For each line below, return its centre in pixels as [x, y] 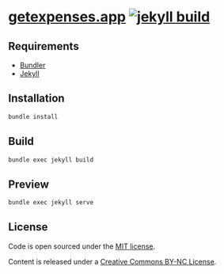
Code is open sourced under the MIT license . [82, 246]
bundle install [33, 116]
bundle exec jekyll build [51, 160]
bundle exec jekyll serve [51, 203]
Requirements [44, 46]
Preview [29, 184]
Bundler [32, 65]
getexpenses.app [67, 17]
